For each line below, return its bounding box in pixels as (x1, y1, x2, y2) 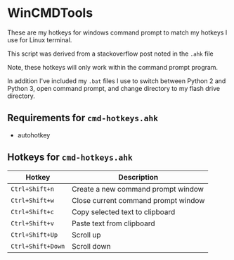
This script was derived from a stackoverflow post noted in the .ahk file (7, 49, 214, 58)
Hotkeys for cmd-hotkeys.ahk (7, 151, 133, 163)
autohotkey (17, 130, 51, 139)
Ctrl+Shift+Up (11, 230, 58, 239)
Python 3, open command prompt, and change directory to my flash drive (7, 84, 220, 92)
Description (118, 172, 159, 182)
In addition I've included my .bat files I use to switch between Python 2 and (7, 76, 226, 85)
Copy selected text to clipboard (71, 206, 176, 216)
